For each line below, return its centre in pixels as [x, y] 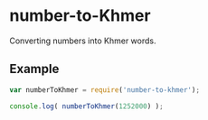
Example [34, 69]
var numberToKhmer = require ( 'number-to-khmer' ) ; [105, 90]
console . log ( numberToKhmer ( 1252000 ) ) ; [87, 106]
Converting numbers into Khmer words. [83, 41]
